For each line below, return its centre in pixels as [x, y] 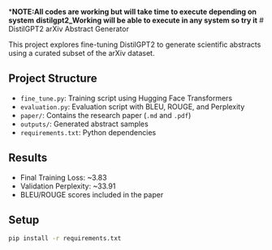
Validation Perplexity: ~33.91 [68, 186]
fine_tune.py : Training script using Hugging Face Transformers [126, 98]
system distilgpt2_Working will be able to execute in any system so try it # [136, 20]
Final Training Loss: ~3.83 [63, 177]
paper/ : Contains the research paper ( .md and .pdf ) [106, 115]
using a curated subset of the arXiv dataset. [82, 53]
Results [28, 158]
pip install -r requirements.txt [65, 239]
